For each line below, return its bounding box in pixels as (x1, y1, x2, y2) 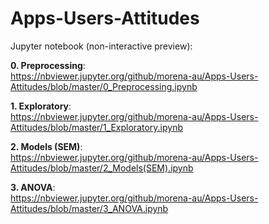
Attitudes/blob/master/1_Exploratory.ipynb (10, 121, 184, 133)
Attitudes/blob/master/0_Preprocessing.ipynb (10, 80, 198, 92)
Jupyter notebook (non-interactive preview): (10, 40, 193, 52)
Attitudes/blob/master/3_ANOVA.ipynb (10, 202, 169, 214)
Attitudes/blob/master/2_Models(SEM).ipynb (10, 162, 194, 174)
